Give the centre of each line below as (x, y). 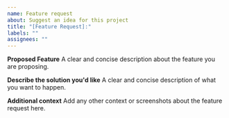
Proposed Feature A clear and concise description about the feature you (111, 59)
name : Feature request (40, 14)
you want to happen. (36, 87)
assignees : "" (28, 40)
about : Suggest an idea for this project (68, 20)
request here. (26, 108)
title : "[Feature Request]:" (49, 26)
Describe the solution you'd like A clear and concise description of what (112, 80)
